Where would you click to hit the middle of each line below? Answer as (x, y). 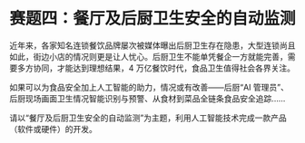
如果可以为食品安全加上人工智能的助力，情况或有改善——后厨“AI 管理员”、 (149, 87)
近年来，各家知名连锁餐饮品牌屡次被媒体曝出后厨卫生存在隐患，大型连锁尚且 (152, 45)
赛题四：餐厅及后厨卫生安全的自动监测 (153, 19)
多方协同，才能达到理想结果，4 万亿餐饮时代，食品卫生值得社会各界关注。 (156, 68)
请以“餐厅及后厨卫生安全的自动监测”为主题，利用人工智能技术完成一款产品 (148, 118)
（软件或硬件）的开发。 (53, 129)
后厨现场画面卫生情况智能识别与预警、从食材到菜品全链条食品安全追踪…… (148, 98)
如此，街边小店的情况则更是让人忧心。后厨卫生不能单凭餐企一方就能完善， (148, 56)
